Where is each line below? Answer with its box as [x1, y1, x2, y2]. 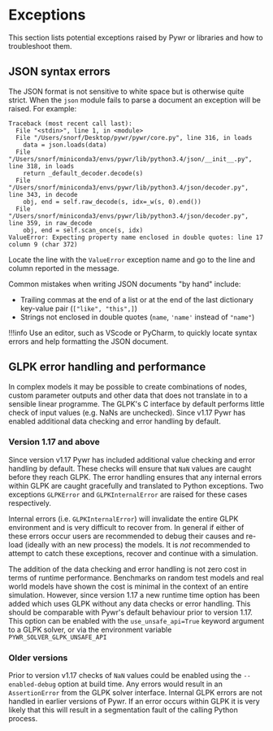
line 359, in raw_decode [8, 219, 93, 227]
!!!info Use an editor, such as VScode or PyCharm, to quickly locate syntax [8, 328, 258, 337]
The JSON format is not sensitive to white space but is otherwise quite [8, 86, 245, 96]
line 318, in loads [8, 162, 75, 170]
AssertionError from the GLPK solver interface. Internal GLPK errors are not [8, 688, 262, 698]
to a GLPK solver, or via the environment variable [8, 624, 172, 634]
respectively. [8, 498, 51, 507]
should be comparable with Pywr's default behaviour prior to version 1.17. [8, 607, 253, 617]
